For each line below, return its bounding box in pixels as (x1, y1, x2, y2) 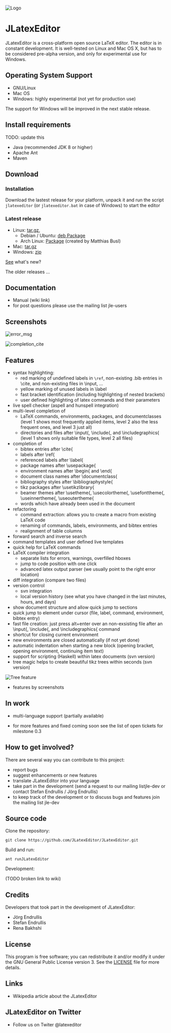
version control (12, 582, 45, 588)
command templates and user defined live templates (12, 538, 124, 544)
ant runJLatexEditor (5, 857, 50, 862)
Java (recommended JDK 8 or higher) (12, 144, 93, 150)
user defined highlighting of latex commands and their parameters (20, 397, 160, 403)
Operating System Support (5, 71, 93, 80)
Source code (5, 814, 47, 823)
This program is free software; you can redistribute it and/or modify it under (5, 953, 165, 960)
